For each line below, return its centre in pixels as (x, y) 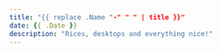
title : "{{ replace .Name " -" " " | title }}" (97, 17)
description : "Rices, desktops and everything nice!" (111, 33)
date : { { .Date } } (43, 26)
